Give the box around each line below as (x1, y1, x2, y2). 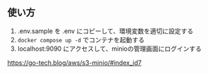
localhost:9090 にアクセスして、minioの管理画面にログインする (17, 44, 202, 53)
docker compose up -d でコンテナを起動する (17, 35, 145, 44)
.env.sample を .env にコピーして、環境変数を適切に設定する (17, 27, 194, 35)
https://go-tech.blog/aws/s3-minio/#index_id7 (7, 58, 142, 67)
